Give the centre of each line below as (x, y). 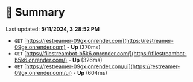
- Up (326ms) (85, 60)
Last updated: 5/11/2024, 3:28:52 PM (53, 29)
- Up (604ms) (90, 72)
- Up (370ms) (84, 47)
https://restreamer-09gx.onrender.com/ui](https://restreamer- (103, 66)
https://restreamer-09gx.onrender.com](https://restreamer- (100, 40)
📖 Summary (35, 12)
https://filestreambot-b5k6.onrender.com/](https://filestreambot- (106, 53)
